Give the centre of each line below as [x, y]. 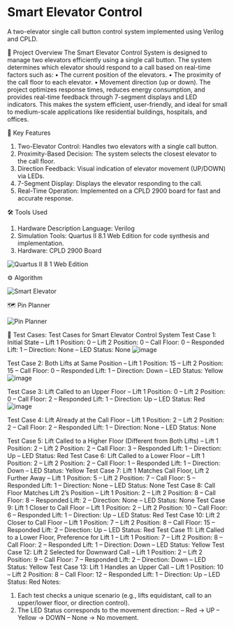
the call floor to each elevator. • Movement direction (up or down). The [109, 82]
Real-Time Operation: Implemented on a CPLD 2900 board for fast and [119, 191]
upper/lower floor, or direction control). [73, 603]
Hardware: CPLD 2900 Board [59, 250]
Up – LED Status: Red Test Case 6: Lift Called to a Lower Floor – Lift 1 [106, 455]
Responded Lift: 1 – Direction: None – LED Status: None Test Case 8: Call [111, 485]
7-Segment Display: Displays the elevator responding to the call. [110, 183]
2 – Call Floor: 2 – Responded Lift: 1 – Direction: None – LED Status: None [112, 427]
